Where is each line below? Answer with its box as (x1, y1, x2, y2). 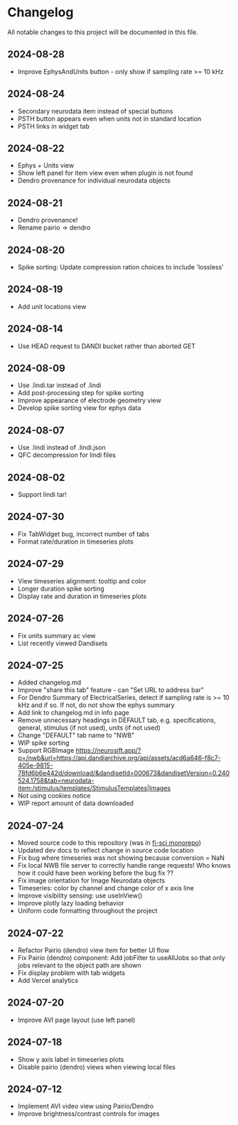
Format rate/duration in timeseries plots (17, 537, 134, 546)
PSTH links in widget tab (17, 122, 90, 130)
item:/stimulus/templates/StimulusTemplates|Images (17, 784, 171, 792)
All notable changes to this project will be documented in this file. (7, 28, 199, 36)
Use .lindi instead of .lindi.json (17, 443, 106, 452)
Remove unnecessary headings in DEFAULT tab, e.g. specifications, (17, 716, 216, 725)
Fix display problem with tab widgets (17, 968, 126, 977)
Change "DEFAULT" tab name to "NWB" (17, 731, 135, 740)
